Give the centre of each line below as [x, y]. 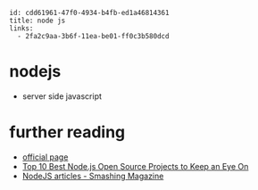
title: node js [37, 21]
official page [45, 157]
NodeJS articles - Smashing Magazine [93, 176]
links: [21, 29]
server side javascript [62, 96]
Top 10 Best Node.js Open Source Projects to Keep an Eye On [135, 166]
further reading [67, 132]
